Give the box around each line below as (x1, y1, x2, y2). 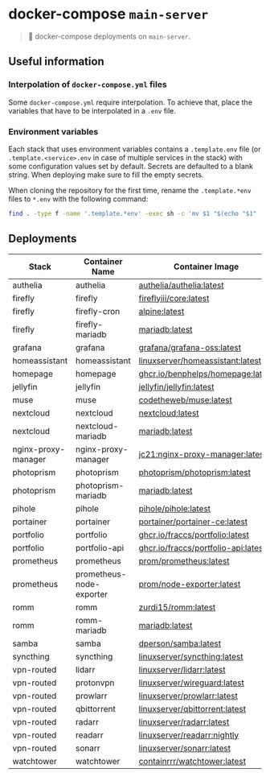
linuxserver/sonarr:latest (138, 742, 231, 754)
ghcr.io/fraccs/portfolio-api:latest (138, 542, 267, 553)
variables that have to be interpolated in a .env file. (8, 105, 177, 115)
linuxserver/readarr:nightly (138, 729, 239, 741)
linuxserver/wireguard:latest (138, 677, 245, 688)
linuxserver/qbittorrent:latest (138, 703, 247, 714)
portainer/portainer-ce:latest (138, 516, 248, 527)
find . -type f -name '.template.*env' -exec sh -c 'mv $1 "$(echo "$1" (8, 209, 257, 217)
